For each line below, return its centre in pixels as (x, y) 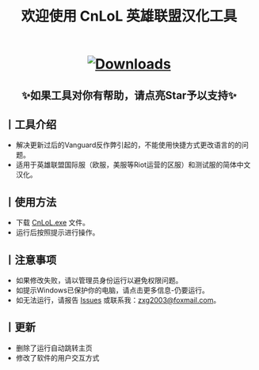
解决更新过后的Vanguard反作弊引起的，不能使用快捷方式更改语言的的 (129, 145)
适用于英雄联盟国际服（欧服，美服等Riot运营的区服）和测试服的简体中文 (133, 165)
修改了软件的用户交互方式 (57, 357)
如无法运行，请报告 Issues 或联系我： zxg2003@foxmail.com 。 (118, 300)
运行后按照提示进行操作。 (57, 232)
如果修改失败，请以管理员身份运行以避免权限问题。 (99, 281)
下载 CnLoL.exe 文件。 (52, 223)
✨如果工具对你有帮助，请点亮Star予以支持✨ (129, 95)
